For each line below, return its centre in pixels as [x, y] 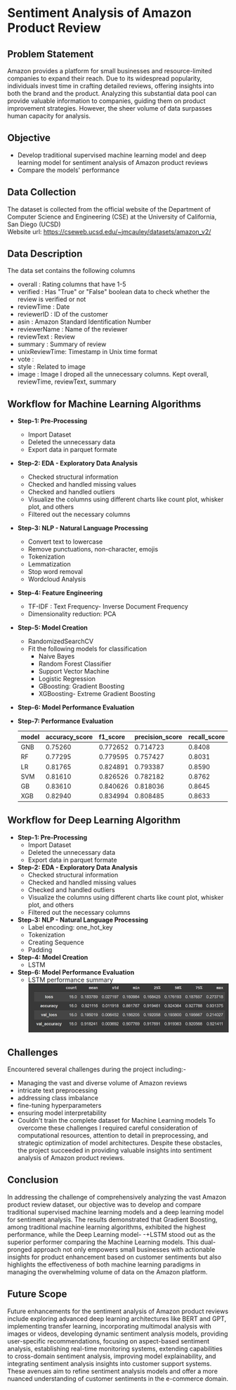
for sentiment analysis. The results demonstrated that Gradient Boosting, [112, 1219]
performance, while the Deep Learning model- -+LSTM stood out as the [111, 1234]
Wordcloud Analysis [57, 579]
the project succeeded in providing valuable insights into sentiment [114, 1150]
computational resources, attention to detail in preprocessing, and [113, 1135]
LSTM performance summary [71, 980]
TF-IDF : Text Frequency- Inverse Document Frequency [108, 606]
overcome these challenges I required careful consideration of [107, 1128]
